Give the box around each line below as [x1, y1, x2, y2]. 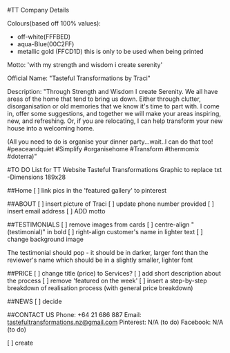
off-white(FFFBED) [17, 32, 71, 41]
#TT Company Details [7, 6, 70, 14]
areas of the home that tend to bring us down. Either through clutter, [7, 95, 202, 103]
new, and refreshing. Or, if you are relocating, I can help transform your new [7, 117, 223, 125]
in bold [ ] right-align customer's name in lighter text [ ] [47, 228, 203, 236]
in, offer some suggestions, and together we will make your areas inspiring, [7, 110, 221, 117]
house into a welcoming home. [7, 124, 95, 132]
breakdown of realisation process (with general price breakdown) [7, 284, 193, 292]
